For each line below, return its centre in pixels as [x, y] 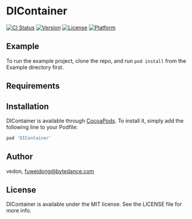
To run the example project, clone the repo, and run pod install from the [96, 60]
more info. [19, 211]
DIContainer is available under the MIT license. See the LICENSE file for [94, 204]
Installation [28, 106]
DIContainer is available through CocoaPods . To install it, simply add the [95, 120]
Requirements [33, 86]
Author [19, 157]
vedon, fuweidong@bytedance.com [50, 171]
